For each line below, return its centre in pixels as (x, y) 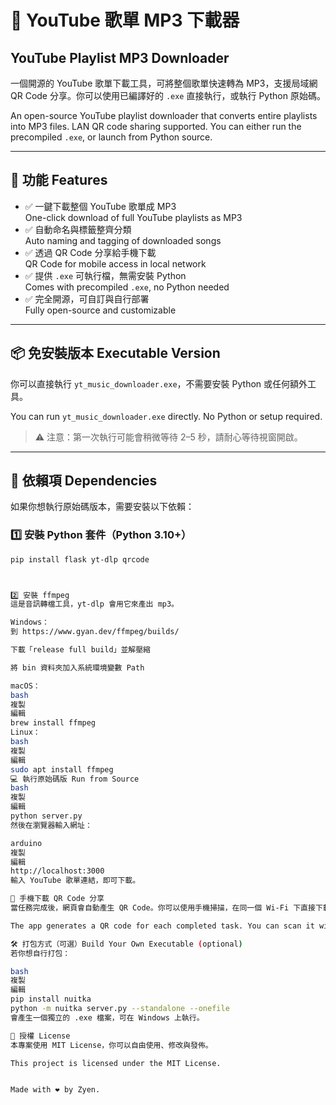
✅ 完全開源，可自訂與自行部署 (87, 298)
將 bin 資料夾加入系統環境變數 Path (77, 667)
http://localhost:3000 (57, 871)
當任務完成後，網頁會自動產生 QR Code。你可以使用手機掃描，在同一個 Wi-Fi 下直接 (163, 908)
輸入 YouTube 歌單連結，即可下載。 (75, 881)
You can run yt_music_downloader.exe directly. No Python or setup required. (166, 416)
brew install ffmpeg (53, 723)
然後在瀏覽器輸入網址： (51, 825)
